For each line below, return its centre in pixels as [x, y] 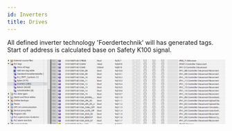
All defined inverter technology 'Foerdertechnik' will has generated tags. [110, 42]
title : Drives [28, 22]
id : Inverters [28, 14]
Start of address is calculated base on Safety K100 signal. [89, 50]
